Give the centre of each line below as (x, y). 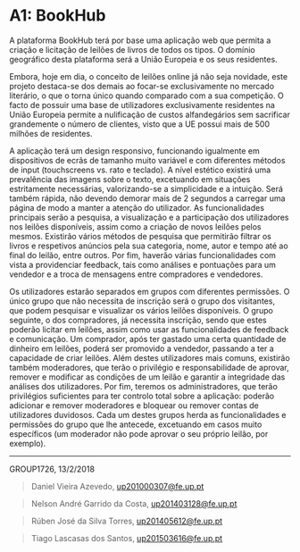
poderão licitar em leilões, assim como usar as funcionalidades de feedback (149, 329)
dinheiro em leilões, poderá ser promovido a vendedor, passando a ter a (142, 348)
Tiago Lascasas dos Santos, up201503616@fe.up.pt (127, 538)
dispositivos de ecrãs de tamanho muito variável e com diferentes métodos (147, 160)
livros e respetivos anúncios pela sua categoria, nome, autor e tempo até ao (149, 246)
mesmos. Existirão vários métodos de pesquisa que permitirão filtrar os (141, 236)
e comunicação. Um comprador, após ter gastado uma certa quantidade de (148, 339)
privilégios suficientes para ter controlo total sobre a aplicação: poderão (142, 396)
